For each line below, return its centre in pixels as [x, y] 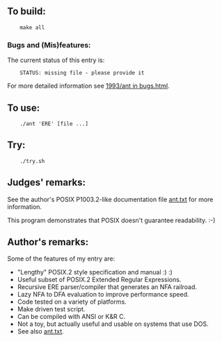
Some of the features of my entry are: [61, 259]
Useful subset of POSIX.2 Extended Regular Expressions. [99, 280]
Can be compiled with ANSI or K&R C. [71, 317]
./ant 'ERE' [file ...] [54, 124]
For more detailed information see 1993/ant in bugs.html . [88, 86]
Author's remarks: [48, 242]
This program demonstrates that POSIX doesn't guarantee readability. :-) [111, 220]
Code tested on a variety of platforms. [72, 302]
